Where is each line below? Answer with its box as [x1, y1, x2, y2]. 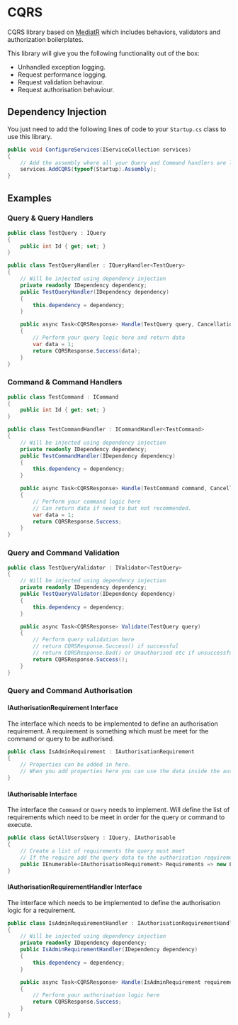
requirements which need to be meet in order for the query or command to [7, 813, 225, 821]
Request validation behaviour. [17, 77, 105, 86]
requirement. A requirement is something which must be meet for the [7, 726, 209, 735]
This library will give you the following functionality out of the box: [7, 49, 200, 57]
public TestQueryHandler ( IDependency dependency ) [20, 288, 170, 295]
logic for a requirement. [7, 906, 76, 914]
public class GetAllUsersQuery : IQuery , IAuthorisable [7, 834, 176, 841]
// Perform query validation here [33, 636, 135, 643]
